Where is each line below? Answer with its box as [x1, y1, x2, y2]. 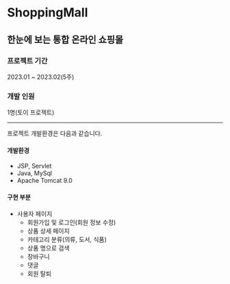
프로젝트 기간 [7, 56, 48, 66]
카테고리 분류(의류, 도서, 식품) [27, 235, 107, 244]
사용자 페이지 [16, 209, 53, 218]
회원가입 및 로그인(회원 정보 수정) [27, 218, 116, 227]
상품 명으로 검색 [27, 244, 70, 252]
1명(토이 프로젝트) [7, 108, 55, 117]
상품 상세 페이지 [27, 227, 70, 235]
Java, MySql [16, 169, 53, 177]
